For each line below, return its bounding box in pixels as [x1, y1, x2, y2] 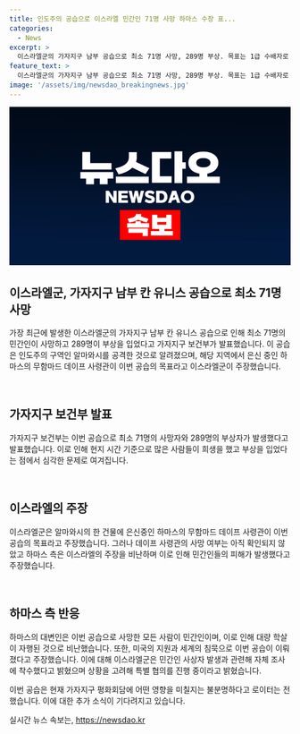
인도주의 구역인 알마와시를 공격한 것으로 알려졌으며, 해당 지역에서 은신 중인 [18, 350, 279, 361]
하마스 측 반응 [9, 606, 80, 621]
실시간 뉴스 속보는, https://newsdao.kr [9, 714, 146, 725]
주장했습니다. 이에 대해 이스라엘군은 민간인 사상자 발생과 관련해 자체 [32, 653, 270, 664]
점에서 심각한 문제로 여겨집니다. [18, 455, 129, 465]
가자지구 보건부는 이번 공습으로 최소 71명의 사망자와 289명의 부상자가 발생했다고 [9, 432, 288, 443]
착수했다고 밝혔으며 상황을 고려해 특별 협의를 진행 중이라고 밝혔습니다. [18, 665, 262, 676]
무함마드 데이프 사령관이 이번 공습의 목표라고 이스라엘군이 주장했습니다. [32, 361, 281, 371]
